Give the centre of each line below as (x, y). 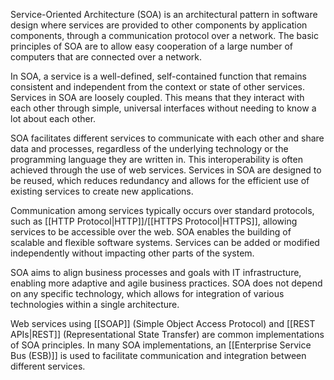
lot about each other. (53, 118)
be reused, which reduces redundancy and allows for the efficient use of (160, 180)
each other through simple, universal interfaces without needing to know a (163, 108)
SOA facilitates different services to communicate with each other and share (167, 138)
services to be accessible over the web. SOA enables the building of (151, 232)
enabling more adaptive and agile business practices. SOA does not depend (166, 283)
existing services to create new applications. (102, 191)
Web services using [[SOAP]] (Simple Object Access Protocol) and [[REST (163, 323)
